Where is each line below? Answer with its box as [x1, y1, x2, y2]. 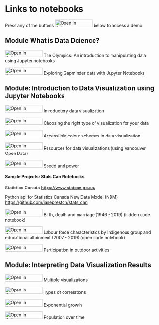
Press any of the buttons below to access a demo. [5, 22, 144, 28]
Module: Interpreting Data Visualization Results [5, 261, 151, 269]
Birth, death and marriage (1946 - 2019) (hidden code [43, 211, 150, 217]
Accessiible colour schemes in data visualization [43, 133, 141, 138]
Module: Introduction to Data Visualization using [5, 84, 155, 93]
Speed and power [43, 163, 79, 169]
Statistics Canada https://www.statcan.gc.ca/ [5, 185, 95, 190]
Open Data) [5, 150, 28, 156]
